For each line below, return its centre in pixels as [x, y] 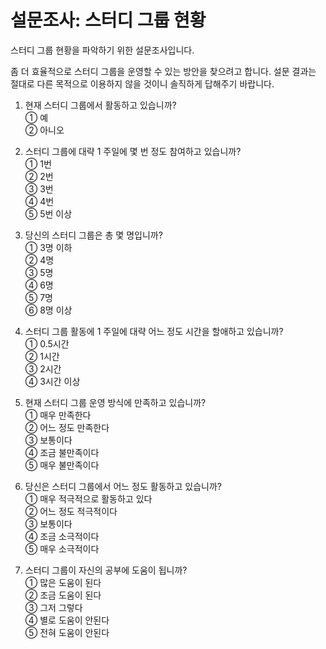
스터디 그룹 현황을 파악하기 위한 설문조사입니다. [102, 50]
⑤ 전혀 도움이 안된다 [67, 632]
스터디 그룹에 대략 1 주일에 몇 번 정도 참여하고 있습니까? [133, 151]
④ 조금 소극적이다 [62, 536]
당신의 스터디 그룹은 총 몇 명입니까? [93, 235]
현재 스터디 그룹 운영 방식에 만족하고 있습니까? [115, 402]
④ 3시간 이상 [52, 381]
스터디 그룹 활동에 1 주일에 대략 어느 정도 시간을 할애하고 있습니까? [154, 331]
